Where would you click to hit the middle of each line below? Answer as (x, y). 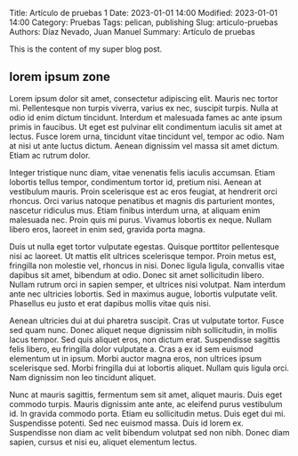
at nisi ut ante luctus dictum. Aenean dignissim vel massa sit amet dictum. (145, 145)
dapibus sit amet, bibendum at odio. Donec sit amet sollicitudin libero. (137, 274)
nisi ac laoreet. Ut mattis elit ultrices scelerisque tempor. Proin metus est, (143, 256)
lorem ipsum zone (60, 77)
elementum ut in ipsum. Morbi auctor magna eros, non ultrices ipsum (136, 358)
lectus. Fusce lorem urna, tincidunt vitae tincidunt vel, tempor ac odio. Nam (147, 136)
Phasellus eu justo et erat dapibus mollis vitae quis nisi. (110, 303)
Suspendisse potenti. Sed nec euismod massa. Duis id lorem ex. (127, 423)
